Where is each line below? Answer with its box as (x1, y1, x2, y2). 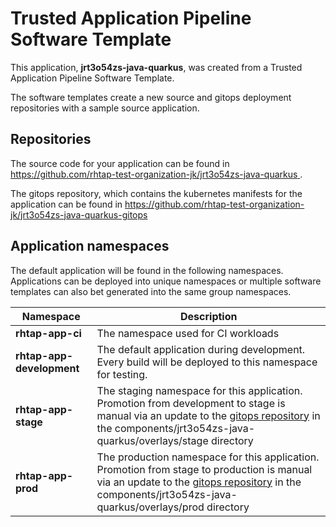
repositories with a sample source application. (10, 102, 200, 114)
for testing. (96, 367, 148, 381)
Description (180, 309, 238, 323)
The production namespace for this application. (96, 450, 320, 464)
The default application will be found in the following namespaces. (10, 264, 284, 276)
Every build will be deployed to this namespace (96, 355, 318, 369)
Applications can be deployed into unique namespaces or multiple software (10, 275, 322, 287)
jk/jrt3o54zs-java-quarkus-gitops (10, 208, 148, 221)
